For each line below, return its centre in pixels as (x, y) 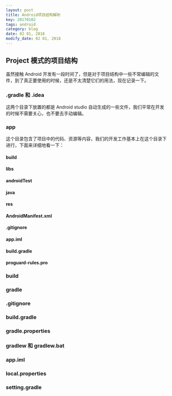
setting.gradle (24, 387)
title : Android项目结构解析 (33, 15)
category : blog (22, 29)
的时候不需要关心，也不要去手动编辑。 (46, 113)
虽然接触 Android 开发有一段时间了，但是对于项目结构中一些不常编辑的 (80, 74)
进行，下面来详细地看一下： (35, 145)
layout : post (20, 10)
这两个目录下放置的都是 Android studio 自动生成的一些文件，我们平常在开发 (85, 107)
